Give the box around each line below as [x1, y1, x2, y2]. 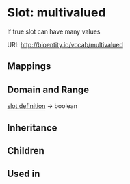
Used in [7, 168, 40, 180]
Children [7, 145, 44, 157]
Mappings [7, 60, 51, 73]
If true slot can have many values [7, 27, 101, 36]
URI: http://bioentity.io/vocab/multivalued [7, 40, 123, 49]
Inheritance [7, 122, 57, 133]
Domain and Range [7, 83, 90, 95]
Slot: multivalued [7, 5, 106, 21]
